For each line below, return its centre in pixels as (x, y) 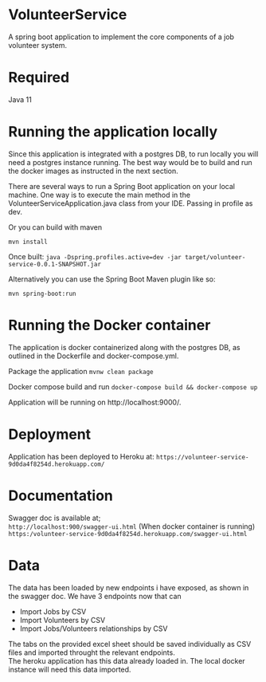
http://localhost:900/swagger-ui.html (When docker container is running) (132, 526)
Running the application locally (113, 132)
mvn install (28, 242)
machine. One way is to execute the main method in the (100, 195)
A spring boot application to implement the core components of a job (121, 37)
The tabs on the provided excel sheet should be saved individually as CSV (130, 644)
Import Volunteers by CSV (63, 620)
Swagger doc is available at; (55, 518)
